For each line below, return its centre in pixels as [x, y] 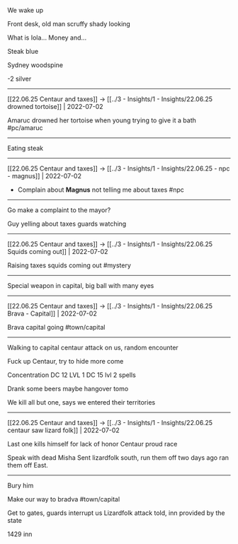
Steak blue [23, 51]
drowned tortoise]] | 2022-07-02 [56, 106]
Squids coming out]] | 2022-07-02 [58, 251]
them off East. [28, 465]
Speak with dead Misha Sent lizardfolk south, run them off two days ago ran [118, 458]
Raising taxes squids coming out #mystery [69, 265]
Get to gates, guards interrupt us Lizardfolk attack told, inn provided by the [116, 513]
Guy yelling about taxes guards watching [67, 224]
